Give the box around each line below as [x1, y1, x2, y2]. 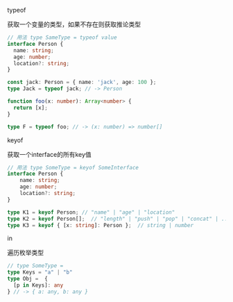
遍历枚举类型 [7, 249, 44, 257]
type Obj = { [7, 276, 49, 283]
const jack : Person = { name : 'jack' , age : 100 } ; [7, 79, 157, 86]
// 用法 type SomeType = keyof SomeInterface [7, 164, 139, 171]
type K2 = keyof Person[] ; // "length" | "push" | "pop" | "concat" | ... [7, 215, 231, 222]
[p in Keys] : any [13, 282, 64, 289]
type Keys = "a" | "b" [7, 269, 73, 276]
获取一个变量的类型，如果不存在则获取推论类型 [7, 20, 141, 28]
